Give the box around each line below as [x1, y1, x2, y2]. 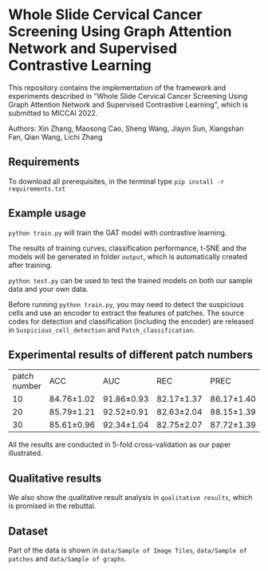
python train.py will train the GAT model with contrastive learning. [8, 227, 227, 237]
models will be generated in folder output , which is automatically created [8, 251, 247, 261]
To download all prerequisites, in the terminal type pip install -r [8, 176, 225, 186]
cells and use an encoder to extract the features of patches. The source [8, 308, 245, 317]
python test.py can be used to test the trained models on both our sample [8, 275, 253, 285]
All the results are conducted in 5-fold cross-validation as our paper [8, 440, 231, 450]
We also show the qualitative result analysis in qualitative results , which [8, 493, 253, 502]
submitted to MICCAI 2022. [8, 108, 98, 117]
